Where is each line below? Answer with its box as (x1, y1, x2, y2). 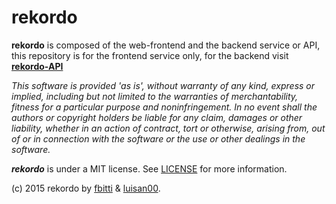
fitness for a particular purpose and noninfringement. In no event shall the (11, 101, 318, 113)
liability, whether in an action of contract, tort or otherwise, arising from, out (11, 122, 326, 134)
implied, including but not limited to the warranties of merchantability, (11, 90, 299, 102)
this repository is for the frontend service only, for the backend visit (11, 49, 289, 61)
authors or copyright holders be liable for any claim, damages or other (11, 111, 303, 123)
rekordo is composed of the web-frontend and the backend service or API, (11, 39, 321, 51)
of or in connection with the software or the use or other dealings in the (11, 132, 306, 145)
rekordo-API (11, 60, 64, 72)
